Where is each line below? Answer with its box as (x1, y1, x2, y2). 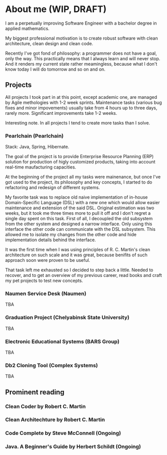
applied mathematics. (5, 25, 50, 31)
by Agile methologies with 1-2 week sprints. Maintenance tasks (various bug (5, 99, 162, 105)
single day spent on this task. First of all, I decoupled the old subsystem (5, 216, 153, 222)
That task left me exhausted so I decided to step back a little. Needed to (5, 267, 153, 273)
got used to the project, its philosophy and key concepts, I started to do (5, 179, 152, 185)
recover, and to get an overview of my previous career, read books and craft (5, 272, 162, 278)
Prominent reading (5, 388, 64, 396)
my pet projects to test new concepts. (5, 277, 83, 284)
